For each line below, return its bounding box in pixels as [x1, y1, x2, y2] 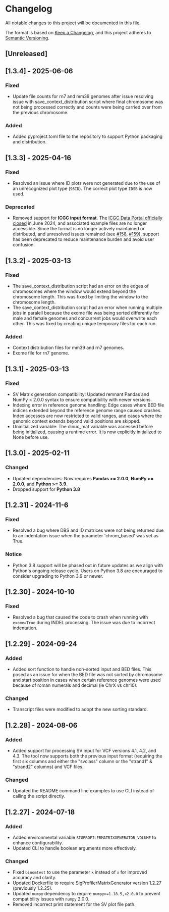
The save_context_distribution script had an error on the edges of [12, 283, 149, 289]
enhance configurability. [12, 839, 63, 846]
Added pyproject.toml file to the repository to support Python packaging [12, 133, 163, 139]
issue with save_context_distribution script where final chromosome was [12, 99, 163, 105]
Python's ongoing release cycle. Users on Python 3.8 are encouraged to [12, 568, 163, 574]
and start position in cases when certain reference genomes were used [12, 677, 161, 683]
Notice [5, 551, 22, 558]
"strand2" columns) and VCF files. [12, 764, 84, 770]
